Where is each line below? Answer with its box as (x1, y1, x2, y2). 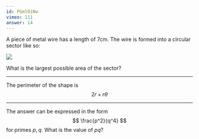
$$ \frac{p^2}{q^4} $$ (72, 117, 127, 124)
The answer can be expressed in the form (6, 108, 108, 115)
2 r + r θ (91, 91, 108, 98)
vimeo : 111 (6, 14, 33, 20)
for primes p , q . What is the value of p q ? (6, 127, 104, 134)
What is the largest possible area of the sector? (6, 64, 121, 72)
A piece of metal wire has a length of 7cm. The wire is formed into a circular (6, 36, 191, 43)
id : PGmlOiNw (6, 8, 38, 15)
